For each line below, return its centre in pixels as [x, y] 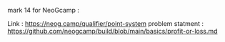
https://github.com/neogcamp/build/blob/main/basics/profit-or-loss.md [112, 31]
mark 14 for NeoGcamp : [44, 10]
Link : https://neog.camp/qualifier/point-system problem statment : [105, 23]
